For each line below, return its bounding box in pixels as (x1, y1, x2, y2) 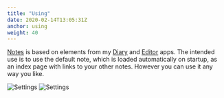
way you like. (7, 70, 45, 78)
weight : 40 (7, 29, 38, 36)
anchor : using (7, 23, 48, 29)
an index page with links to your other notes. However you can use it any (7, 62, 213, 71)
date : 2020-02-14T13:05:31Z (7, 16, 88, 23)
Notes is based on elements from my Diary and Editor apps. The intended (7, 48, 215, 56)
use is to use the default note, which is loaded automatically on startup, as (7, 56, 218, 64)
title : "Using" (7, 10, 51, 17)
